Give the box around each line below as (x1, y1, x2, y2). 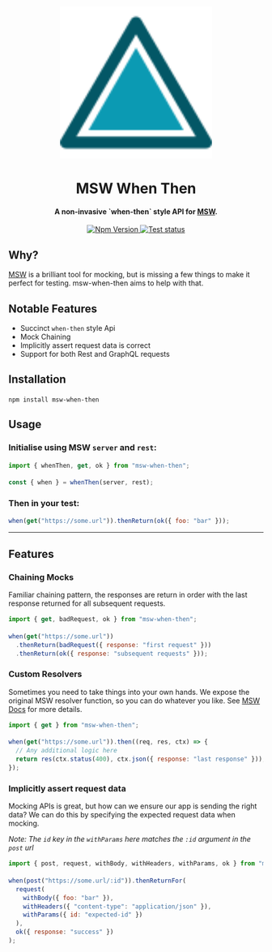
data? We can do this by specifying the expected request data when (8, 810, 236, 820)
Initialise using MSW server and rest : (8, 442, 157, 453)
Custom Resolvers (8, 668, 83, 680)
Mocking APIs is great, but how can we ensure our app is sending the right (8, 801, 257, 811)
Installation (8, 372, 66, 387)
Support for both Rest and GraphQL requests (19, 349, 170, 359)
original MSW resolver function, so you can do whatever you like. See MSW (8, 696, 261, 705)
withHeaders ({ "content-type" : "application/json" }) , (23, 903, 212, 911)
